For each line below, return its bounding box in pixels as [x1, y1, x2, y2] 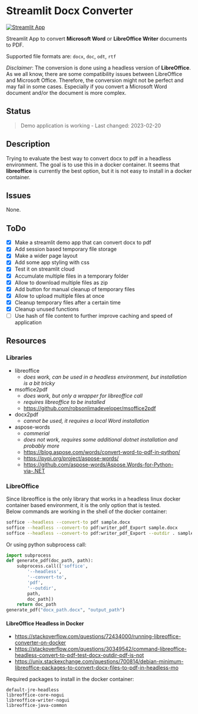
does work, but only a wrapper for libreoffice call [23, 392, 143, 399]
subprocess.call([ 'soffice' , [16, 563, 88, 570]
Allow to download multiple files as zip [14, 279, 108, 286]
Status [6, 106, 31, 116]
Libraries [6, 354, 32, 362]
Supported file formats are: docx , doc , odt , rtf [6, 52, 117, 60]
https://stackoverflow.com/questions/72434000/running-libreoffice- [14, 633, 181, 640]
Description [6, 139, 50, 149]
